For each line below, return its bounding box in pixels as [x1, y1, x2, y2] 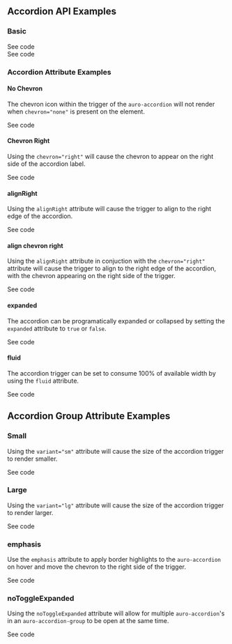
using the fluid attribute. [7, 376, 79, 385]
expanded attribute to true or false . [7, 324, 107, 332]
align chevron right [7, 241, 64, 250]
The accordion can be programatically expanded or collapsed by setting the [7, 316, 225, 325]
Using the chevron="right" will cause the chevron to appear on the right [7, 153, 214, 161]
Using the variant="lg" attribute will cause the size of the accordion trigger [7, 501, 224, 509]
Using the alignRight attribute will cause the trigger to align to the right [7, 205, 212, 213]
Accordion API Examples [7, 6, 117, 17]
